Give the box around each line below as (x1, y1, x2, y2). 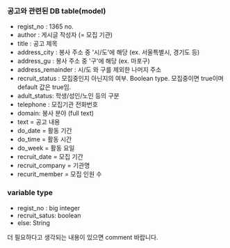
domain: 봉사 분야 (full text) (17, 109, 95, 118)
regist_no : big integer (17, 203, 81, 212)
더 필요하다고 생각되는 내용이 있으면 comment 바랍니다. (7, 233, 158, 241)
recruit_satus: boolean (17, 211, 81, 219)
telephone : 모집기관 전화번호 (17, 100, 99, 109)
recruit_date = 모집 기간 (17, 153, 83, 161)
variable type (7, 188, 54, 198)
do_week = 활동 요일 (17, 144, 75, 153)
